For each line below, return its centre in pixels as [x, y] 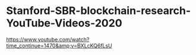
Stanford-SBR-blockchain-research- [99, 11]
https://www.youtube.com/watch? [48, 39]
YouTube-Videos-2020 [64, 23]
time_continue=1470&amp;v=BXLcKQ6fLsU [59, 46]
